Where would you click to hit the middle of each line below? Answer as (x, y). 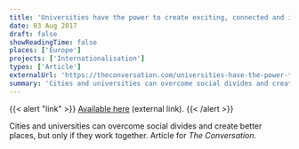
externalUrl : (33, 75)
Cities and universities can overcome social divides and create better (136, 126)
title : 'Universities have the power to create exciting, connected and (147, 17)
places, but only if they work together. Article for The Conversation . (133, 135)
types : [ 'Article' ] (45, 67)
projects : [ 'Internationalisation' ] (77, 59)
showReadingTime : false (53, 42)
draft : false (33, 34)
